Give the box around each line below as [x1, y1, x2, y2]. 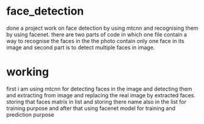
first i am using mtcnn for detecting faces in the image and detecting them [6, 85, 192, 92]
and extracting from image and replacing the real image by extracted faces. [6, 91, 196, 98]
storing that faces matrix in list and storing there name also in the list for [6, 98, 187, 105]
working [6, 65, 49, 79]
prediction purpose [6, 111, 55, 118]
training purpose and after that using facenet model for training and [6, 105, 175, 112]
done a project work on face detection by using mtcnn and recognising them [6, 24, 199, 32]
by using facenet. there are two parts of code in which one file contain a [6, 30, 188, 38]
